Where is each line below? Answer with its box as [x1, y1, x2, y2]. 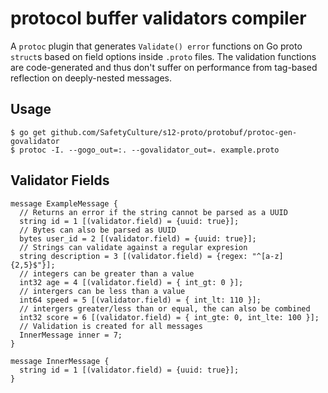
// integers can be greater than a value [19, 268, 195, 279]
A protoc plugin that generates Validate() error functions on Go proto [10, 40, 303, 52]
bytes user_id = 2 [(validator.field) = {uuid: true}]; [19, 233, 257, 244]
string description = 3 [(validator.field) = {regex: [19, 251, 248, 261]
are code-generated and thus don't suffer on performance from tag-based [10, 61, 318, 73]
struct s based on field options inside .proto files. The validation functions [10, 50, 317, 62]
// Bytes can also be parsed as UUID [19, 225, 177, 235]
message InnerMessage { [10, 356, 110, 366]
